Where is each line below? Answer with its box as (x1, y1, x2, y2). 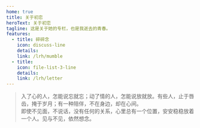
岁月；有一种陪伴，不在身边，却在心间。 (41, 100, 142, 108)
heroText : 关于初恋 (6, 20, 51, 26)
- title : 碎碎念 (11, 36, 50, 42)
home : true (6, 8, 34, 15)
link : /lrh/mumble (17, 53, 63, 59)
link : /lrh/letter (17, 75, 63, 81)
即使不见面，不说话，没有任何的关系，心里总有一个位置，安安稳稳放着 (20, 108, 195, 115)
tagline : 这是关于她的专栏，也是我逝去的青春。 (6, 25, 111, 32)
